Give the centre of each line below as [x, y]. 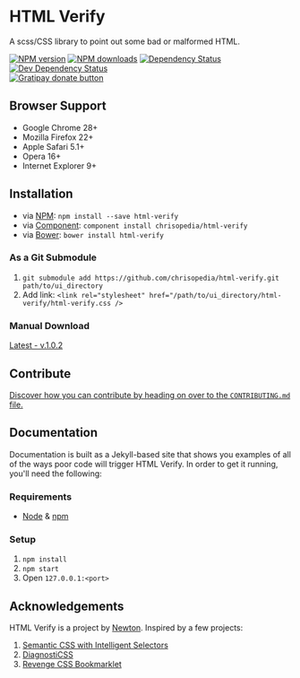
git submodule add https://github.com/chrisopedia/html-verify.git [150, 278]
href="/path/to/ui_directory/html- [215, 295]
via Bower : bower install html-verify [93, 234]
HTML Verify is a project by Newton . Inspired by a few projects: [126, 628]
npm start [41, 569]
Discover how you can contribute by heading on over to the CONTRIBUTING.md [150, 395]
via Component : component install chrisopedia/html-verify [135, 225]
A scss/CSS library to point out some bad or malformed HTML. [124, 41]
